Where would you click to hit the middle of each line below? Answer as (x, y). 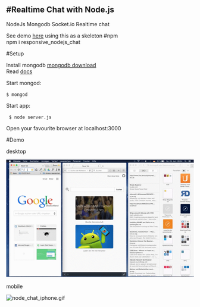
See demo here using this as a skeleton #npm (62, 36)
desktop (16, 151)
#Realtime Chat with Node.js (60, 10)
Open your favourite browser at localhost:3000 (64, 128)
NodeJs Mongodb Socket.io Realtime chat (58, 24)
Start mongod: (24, 83)
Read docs (19, 71)
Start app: (18, 105)
